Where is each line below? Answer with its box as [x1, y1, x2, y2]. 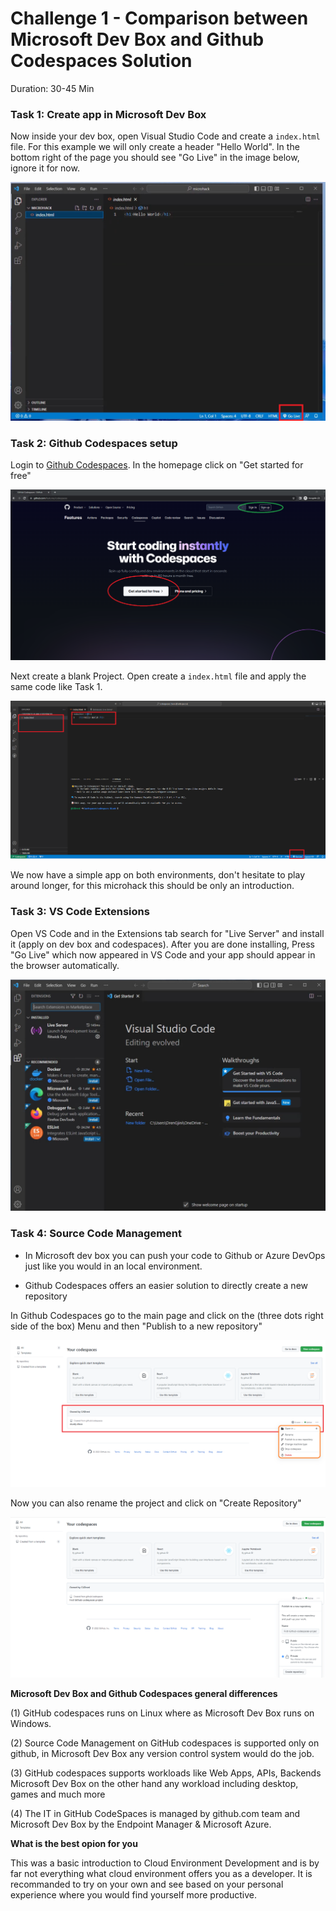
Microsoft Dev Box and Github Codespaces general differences [10, 1688, 278, 1700]
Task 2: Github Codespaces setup [10, 437, 178, 451]
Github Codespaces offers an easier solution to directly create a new [24, 1279, 309, 1291]
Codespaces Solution [10, 50, 193, 72]
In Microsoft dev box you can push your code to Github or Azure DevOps [24, 1249, 326, 1261]
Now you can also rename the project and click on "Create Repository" [10, 1497, 302, 1509]
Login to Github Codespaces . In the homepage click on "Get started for [10, 459, 304, 471]
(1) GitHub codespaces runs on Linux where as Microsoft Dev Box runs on [10, 1707, 315, 1719]
